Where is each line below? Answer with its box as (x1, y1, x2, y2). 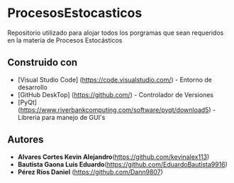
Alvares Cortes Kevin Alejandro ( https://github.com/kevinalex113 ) (17, 152, 210, 161)
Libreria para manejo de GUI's (17, 113, 106, 121)
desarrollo (17, 83, 48, 91)
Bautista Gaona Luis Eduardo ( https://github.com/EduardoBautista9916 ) (17, 160, 228, 168)
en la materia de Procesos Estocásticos (7, 35, 123, 44)
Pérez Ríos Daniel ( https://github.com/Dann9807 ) (17, 167, 163, 176)
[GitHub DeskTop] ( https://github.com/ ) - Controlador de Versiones (17, 90, 214, 99)
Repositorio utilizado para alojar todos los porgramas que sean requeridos (7, 28, 224, 37)
